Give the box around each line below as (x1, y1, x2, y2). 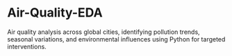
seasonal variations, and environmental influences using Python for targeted (7, 35, 226, 43)
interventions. (7, 42, 47, 50)
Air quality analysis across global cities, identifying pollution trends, (7, 28, 200, 36)
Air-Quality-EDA (7, 5, 103, 21)
